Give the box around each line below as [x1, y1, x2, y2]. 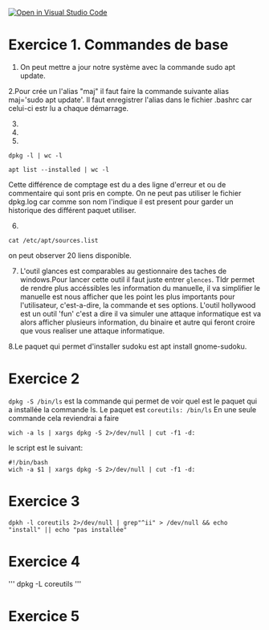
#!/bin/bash [8, 458, 48, 466]
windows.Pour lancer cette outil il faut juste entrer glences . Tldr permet [19, 274, 255, 284]
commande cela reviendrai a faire [8, 413, 119, 423]
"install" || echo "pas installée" [8, 526, 128, 534]
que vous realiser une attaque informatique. [19, 325, 165, 335]
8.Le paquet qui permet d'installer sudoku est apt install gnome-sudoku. [8, 342, 247, 351]
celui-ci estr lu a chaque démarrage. [8, 103, 129, 112]
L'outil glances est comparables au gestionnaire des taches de [19, 266, 227, 276]
